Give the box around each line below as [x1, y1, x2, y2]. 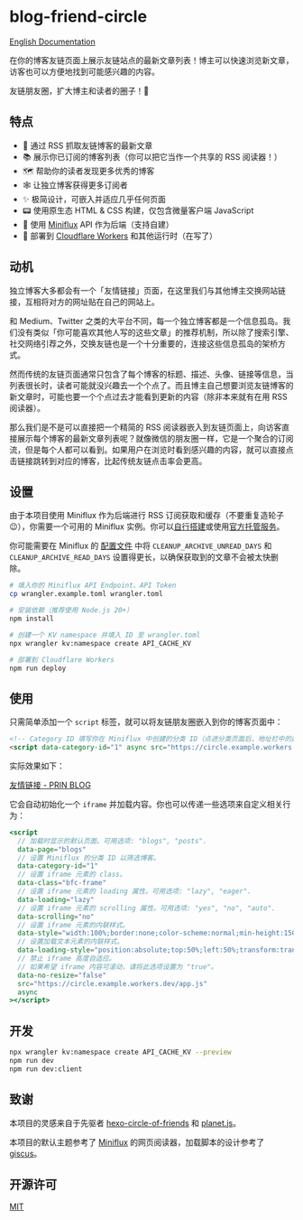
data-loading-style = [17, 945, 95, 955]
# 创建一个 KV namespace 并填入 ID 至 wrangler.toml [9, 630, 201, 639]
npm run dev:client [9, 1064, 83, 1074]
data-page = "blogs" [17, 844, 87, 854]
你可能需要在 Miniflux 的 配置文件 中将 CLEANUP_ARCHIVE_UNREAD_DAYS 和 [9, 540, 272, 552]
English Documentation [9, 36, 96, 47]
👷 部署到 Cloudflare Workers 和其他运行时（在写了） [22, 230, 218, 241]
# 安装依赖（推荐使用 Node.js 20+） [9, 606, 133, 615]
